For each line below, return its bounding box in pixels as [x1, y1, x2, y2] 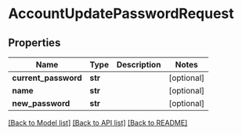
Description [116, 60, 161, 70]
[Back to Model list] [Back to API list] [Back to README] [8, 119, 188, 127]
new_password [12, 98, 70, 108]
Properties [8, 36, 61, 49]
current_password [12, 72, 82, 83]
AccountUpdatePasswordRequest [8, 5, 235, 23]
